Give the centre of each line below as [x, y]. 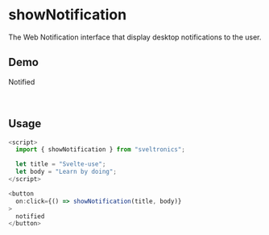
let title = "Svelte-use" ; [61, 164]
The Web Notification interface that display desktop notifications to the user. [135, 37]
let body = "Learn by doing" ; [66, 172]
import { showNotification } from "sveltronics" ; [100, 150]
